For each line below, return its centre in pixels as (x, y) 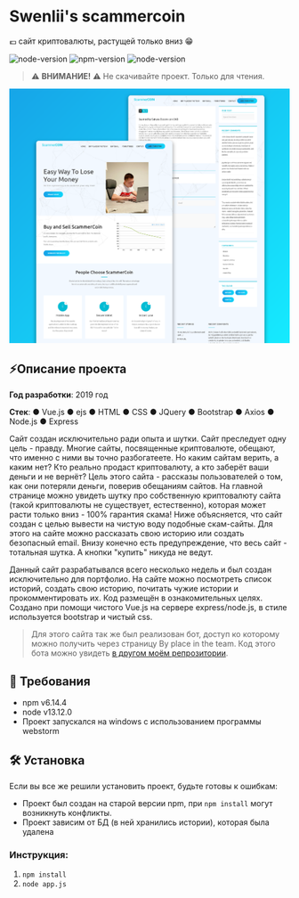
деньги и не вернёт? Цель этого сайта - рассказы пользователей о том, (146, 477)
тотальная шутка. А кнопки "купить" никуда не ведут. (111, 552)
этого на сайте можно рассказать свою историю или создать (127, 534)
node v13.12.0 (47, 712)
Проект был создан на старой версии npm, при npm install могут (147, 804)
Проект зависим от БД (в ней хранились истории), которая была (145, 822)
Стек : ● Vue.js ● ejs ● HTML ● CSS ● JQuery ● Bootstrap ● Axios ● (142, 412)
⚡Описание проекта (68, 369)
